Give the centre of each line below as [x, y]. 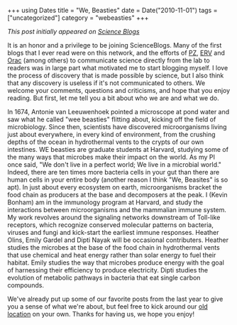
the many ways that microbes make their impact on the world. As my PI [111, 157]
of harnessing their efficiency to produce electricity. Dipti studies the [108, 270]
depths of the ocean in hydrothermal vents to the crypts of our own [106, 142]
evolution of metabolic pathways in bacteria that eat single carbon [104, 277]
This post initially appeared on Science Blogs [73, 32]
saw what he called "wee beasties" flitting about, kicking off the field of [112, 119]
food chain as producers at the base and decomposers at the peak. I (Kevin [117, 195]
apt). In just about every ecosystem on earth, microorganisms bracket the [115, 187]
